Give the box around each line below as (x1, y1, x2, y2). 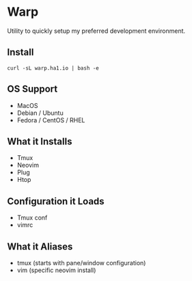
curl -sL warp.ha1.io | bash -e (7, 64, 99, 72)
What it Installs (7, 135, 72, 147)
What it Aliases (7, 241, 73, 252)
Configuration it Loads (7, 196, 105, 207)
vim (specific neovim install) (16, 266, 96, 274)
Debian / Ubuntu (16, 109, 64, 117)
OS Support (7, 83, 58, 95)
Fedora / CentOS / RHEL (16, 116, 85, 124)
